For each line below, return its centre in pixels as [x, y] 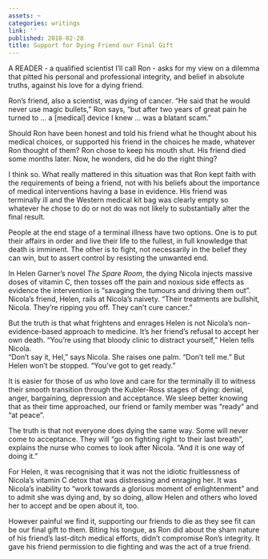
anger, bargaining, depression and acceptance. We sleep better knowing [128, 398]
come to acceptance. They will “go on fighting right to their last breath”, [126, 439]
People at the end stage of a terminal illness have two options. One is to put [133, 232]
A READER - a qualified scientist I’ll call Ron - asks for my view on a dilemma [134, 68]
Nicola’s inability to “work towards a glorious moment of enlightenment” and [134, 489]
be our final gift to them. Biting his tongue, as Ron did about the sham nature [134, 530]
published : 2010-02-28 [46, 38]
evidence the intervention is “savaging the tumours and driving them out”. [130, 291]
